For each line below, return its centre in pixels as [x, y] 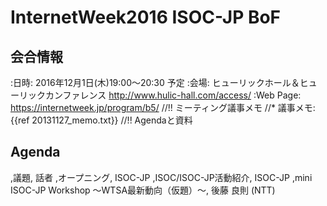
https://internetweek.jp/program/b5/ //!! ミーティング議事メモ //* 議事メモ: [163, 107]
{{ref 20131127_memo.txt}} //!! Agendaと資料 [101, 120]
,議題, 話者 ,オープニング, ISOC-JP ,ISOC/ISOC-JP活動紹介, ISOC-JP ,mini [161, 177]
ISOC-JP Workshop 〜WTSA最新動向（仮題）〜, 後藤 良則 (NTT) [143, 190]
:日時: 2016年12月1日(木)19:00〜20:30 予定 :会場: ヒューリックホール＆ [155, 82]
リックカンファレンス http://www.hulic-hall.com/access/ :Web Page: [160, 95]
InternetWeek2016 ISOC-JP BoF [146, 17]
